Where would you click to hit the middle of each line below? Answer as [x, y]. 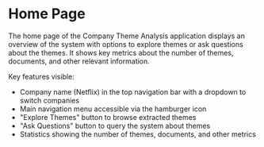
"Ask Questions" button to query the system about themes [115, 126]
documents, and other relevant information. [79, 61]
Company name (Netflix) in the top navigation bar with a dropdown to [133, 91]
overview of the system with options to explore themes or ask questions [126, 44]
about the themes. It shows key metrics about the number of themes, [121, 52]
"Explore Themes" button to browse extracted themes [108, 117]
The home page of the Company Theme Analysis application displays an [127, 36]
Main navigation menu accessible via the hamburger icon [113, 109]
